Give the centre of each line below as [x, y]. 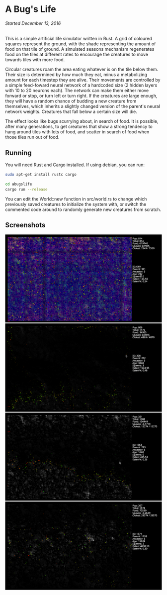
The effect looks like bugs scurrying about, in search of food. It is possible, [82, 121]
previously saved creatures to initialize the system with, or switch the [76, 204]
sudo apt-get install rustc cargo [41, 175]
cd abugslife [19, 184]
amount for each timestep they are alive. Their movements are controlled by [83, 80]
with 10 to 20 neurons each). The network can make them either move [77, 91]
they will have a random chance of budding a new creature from [71, 101]
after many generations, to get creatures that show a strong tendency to [79, 127]
